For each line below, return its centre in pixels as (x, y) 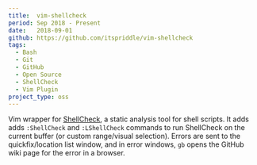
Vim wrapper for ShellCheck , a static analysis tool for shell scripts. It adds (129, 119)
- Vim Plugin (37, 89)
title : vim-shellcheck (48, 15)
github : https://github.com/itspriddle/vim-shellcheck (101, 38)
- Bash (26, 52)
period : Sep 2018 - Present (55, 23)
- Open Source (38, 75)
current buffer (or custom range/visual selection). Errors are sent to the (124, 136)
